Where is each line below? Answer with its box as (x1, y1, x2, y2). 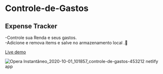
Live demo (5, 49, 26, 55)
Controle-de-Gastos (5, 3, 89, 14)
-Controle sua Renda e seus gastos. (5, 35, 77, 40)
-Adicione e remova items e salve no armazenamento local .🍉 (5, 40, 128, 46)
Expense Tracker (5, 22, 57, 30)
